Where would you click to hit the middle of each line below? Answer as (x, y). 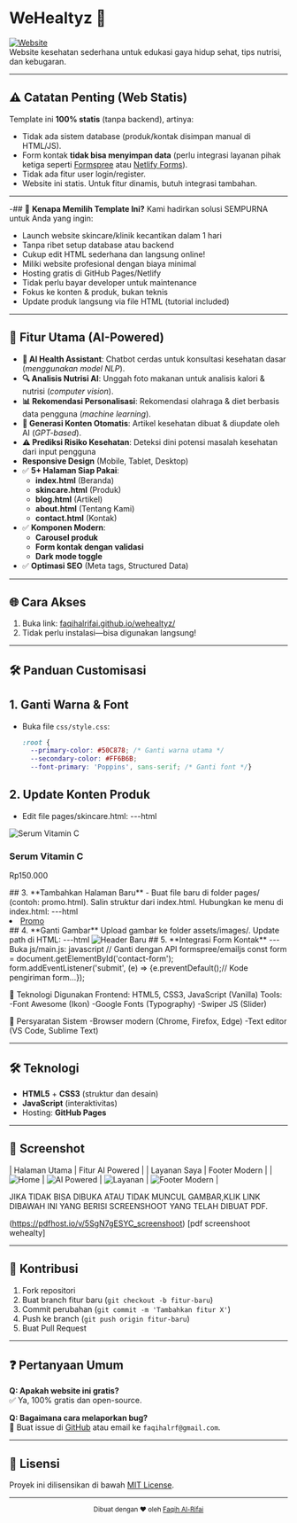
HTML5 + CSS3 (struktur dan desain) (90, 1093)
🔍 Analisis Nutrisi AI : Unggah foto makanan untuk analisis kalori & (143, 378)
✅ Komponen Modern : (64, 527)
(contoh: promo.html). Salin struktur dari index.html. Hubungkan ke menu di (146, 902)
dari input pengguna (59, 451)
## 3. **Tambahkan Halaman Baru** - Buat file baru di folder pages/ (135, 893)
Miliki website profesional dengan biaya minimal (109, 263)
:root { (36, 742)
